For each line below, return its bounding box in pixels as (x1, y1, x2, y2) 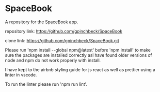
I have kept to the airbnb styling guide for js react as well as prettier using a (5, 66, 156, 73)
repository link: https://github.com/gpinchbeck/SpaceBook (5, 28, 123, 34)
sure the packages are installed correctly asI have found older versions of (5, 52, 152, 58)
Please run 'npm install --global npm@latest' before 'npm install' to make (5, 47, 151, 53)
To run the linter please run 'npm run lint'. (5, 81, 87, 87)
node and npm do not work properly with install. (5, 57, 101, 63)
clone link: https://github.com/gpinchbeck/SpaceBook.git (5, 37, 120, 44)
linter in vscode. (5, 72, 37, 77)
